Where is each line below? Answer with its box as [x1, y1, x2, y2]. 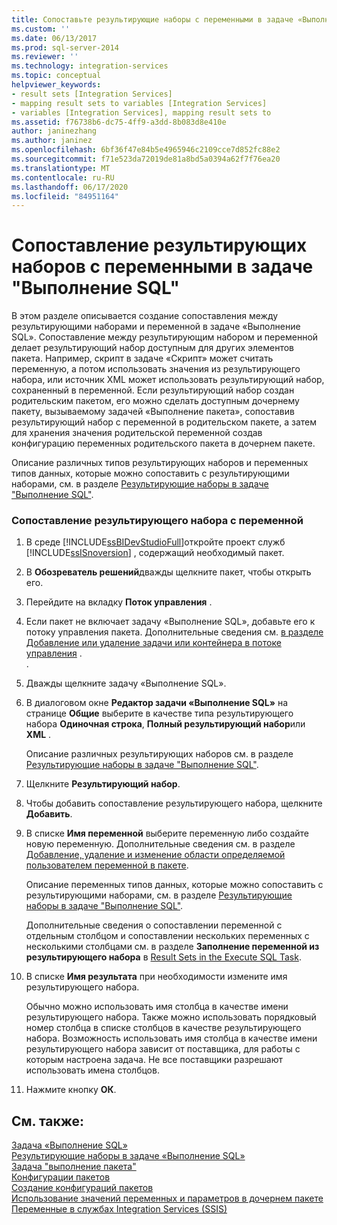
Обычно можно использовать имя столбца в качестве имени [25, 1001, 289, 1013]
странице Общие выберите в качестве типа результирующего [25, 707, 294, 720]
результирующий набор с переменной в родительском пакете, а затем [11, 416, 318, 428]
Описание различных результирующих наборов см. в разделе [25, 748, 294, 760]
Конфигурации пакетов [11, 1171, 111, 1183]
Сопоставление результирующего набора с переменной [11, 514, 304, 528]
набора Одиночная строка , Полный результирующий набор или [25, 718, 306, 730]
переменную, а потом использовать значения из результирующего [11, 363, 301, 375]
